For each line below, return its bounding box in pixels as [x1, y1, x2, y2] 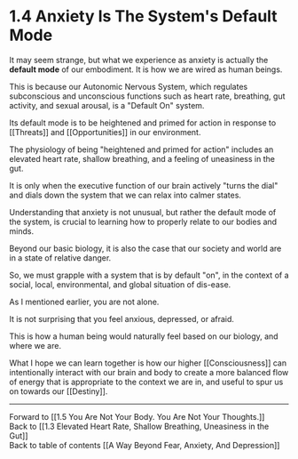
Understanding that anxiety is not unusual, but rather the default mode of [9, 206, 277, 217]
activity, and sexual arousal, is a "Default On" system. [9, 100, 205, 110]
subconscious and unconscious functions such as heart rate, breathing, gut [9, 91, 286, 101]
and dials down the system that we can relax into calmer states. [9, 189, 242, 200]
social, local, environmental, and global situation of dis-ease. [9, 278, 231, 290]
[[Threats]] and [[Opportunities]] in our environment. [9, 126, 201, 137]
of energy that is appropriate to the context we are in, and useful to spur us [9, 376, 284, 387]
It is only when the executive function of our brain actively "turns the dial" [9, 180, 278, 190]
